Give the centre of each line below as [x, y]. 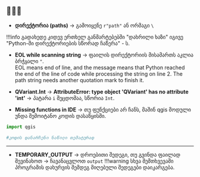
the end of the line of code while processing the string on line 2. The [99, 74]
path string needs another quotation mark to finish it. [79, 80]
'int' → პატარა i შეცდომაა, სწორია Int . [65, 98]
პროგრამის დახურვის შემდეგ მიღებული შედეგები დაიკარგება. [95, 167]
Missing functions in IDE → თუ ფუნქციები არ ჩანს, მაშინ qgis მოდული [103, 109]
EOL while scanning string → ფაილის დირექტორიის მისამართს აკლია [104, 55]
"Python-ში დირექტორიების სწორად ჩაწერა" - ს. [68, 43]
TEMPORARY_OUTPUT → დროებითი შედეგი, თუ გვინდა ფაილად [97, 154]
